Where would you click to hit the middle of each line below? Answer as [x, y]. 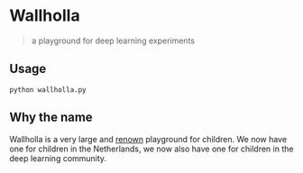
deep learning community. [58, 158]
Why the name [51, 118]
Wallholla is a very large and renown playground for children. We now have [148, 139]
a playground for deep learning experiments [113, 41]
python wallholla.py [48, 90]
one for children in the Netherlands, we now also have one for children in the [151, 149]
